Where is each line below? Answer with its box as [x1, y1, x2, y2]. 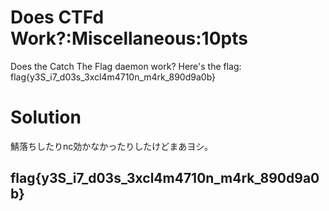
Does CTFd [10, 6, 105, 29]
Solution [10, 106, 82, 129]
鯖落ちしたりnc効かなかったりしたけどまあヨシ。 [10, 140, 213, 152]
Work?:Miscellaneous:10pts [10, 27, 248, 50]
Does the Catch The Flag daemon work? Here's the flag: [10, 60, 242, 72]
